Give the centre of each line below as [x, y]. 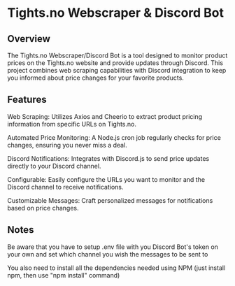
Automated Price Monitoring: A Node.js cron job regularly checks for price [114, 137]
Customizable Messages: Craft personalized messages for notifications [110, 200]
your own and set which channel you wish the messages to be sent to [108, 254]
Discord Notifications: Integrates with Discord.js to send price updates [108, 158]
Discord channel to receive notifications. [65, 187]
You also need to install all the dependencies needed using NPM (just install [116, 268]
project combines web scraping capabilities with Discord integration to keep [117, 70]
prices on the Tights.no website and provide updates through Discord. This [115, 63]
